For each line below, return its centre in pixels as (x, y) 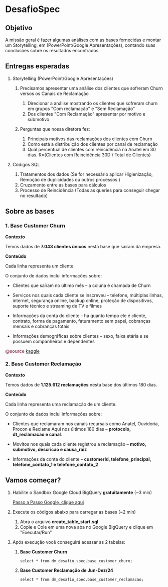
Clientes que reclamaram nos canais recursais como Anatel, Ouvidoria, (86, 424)
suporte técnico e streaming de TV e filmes (57, 306)
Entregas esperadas (37, 66)
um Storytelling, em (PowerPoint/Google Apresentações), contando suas (80, 45)
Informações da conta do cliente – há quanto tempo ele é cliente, (79, 316)
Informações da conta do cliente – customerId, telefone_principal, (82, 459)
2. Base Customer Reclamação (43, 364)
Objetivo (19, 28)
